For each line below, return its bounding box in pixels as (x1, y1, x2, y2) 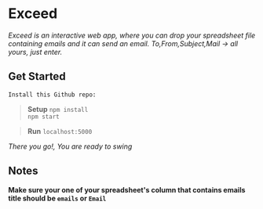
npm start (27, 113, 60, 121)
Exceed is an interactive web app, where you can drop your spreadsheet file (8, 31, 256, 40)
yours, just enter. (8, 47, 63, 56)
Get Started (8, 70, 66, 83)
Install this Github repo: (8, 91, 97, 99)
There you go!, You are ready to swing (8, 142, 133, 151)
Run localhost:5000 (27, 126, 93, 135)
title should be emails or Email (8, 193, 107, 203)
